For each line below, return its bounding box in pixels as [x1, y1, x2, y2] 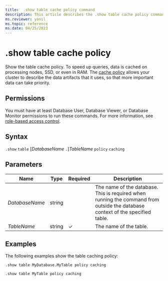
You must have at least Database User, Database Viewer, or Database [5, 107, 148, 113]
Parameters [5, 160, 42, 169]
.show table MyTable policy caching [5, 272, 81, 277]
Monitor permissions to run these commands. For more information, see [5, 113, 153, 119]
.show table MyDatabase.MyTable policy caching [5, 263, 106, 268]
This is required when [94, 190, 146, 197]
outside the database [94, 202, 145, 209]
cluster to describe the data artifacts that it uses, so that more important [5, 74, 153, 80]
